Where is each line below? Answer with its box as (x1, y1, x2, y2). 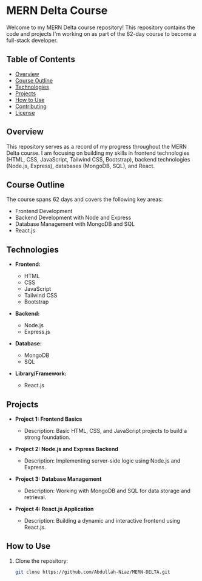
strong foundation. (24, 433, 71, 441)
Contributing (15, 103, 47, 110)
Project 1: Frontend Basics (15, 415, 82, 423)
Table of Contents (6, 54, 76, 64)
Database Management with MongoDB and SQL (15, 220, 135, 228)
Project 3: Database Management (15, 475, 102, 483)
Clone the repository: (15, 557, 69, 565)
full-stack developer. (6, 36, 58, 44)
